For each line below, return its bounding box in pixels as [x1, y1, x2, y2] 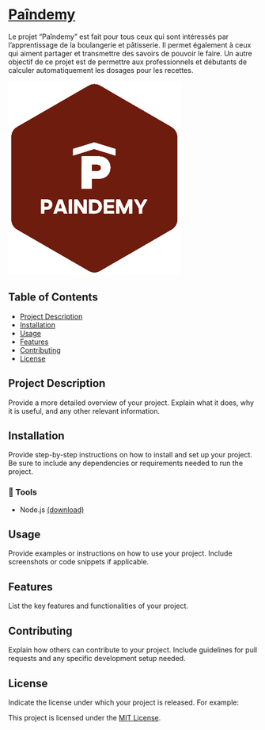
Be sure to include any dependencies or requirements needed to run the [8, 458, 244, 468]
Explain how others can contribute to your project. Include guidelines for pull [8, 645, 258, 655]
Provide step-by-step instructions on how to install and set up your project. [8, 450, 253, 460]
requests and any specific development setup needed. [8, 654, 186, 663]
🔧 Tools [8, 487, 37, 498]
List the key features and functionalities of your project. [8, 601, 188, 611]
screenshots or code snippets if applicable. [8, 557, 150, 567]
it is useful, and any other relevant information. [8, 406, 161, 415]
